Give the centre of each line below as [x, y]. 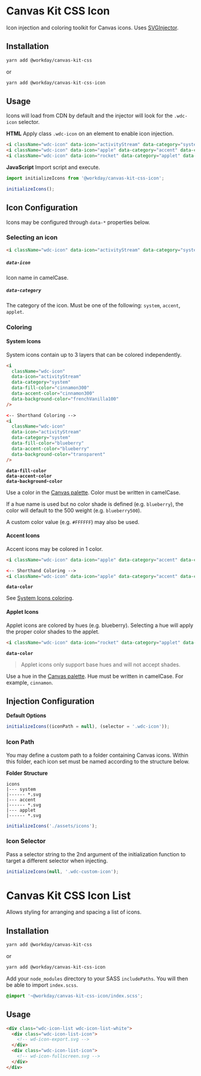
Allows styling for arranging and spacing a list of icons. [74, 912]
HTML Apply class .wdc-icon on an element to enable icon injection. [90, 134]
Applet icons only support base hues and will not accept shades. [100, 664]
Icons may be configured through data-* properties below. [78, 222]
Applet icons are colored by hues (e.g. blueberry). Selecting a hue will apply [100, 625]
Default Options [26, 716]
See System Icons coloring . [40, 598]
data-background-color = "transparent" [59, 454]
